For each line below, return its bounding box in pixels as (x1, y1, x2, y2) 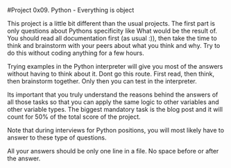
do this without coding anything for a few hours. (7, 49, 144, 57)
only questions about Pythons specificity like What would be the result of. (7, 27, 217, 35)
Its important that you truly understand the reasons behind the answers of (7, 90, 219, 99)
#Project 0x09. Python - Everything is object (7, 6, 135, 14)
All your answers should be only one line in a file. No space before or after (7, 147, 219, 155)
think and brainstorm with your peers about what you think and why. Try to (7, 42, 221, 49)
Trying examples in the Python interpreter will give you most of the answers (7, 62, 223, 70)
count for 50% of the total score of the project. (7, 112, 141, 121)
